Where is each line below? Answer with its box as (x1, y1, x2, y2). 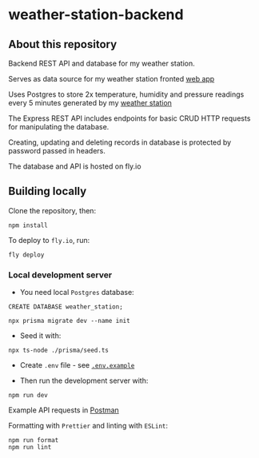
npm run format (8, 436, 59, 444)
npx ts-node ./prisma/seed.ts (8, 346, 110, 355)
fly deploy (8, 250, 45, 259)
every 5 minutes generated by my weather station (8, 98, 172, 107)
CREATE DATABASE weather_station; (8, 303, 124, 311)
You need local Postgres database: (19, 288, 134, 297)
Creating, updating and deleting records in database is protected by (8, 137, 232, 147)
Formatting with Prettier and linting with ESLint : (8, 421, 169, 431)
